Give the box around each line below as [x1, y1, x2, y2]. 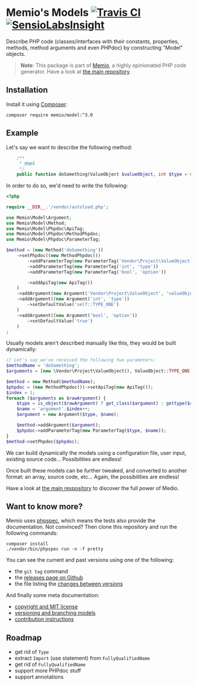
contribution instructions [14, 615, 74, 623]
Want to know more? [6, 501, 83, 511]
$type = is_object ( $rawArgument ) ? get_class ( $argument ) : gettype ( [16, 401, 188, 407]
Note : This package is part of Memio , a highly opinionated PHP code [20, 62, 186, 69]
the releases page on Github [14, 574, 83, 581]
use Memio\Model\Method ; [6, 220, 67, 226]
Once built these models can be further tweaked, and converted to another [6, 467, 188, 474]
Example [6, 128, 39, 138]
